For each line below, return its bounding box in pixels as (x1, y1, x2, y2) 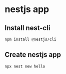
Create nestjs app (4, 50, 61, 59)
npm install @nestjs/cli (4, 37, 56, 42)
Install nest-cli (4, 24, 50, 32)
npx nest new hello (4, 64, 45, 69)
